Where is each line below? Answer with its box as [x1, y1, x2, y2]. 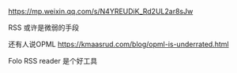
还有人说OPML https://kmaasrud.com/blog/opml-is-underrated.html [8, 39, 229, 49]
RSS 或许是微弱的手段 [8, 23, 79, 32]
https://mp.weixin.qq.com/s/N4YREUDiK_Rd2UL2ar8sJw [8, 7, 194, 16]
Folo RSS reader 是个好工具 [8, 57, 97, 65]
